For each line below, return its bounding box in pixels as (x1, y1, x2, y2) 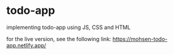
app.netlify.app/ (6, 42, 47, 49)
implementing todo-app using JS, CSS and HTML (6, 24, 131, 31)
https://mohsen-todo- (112, 35, 168, 42)
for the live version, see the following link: (6, 35, 112, 42)
